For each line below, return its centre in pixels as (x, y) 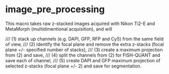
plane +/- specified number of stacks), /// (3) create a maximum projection (84, 50)
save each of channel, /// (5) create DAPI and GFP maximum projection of (83, 60)
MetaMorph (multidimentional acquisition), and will (59, 29)
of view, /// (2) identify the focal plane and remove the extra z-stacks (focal (84, 44)
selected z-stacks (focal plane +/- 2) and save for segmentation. (73, 66)
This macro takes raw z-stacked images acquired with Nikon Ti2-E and (80, 23)
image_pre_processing (55, 9)
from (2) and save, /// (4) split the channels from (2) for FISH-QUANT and (83, 55)
